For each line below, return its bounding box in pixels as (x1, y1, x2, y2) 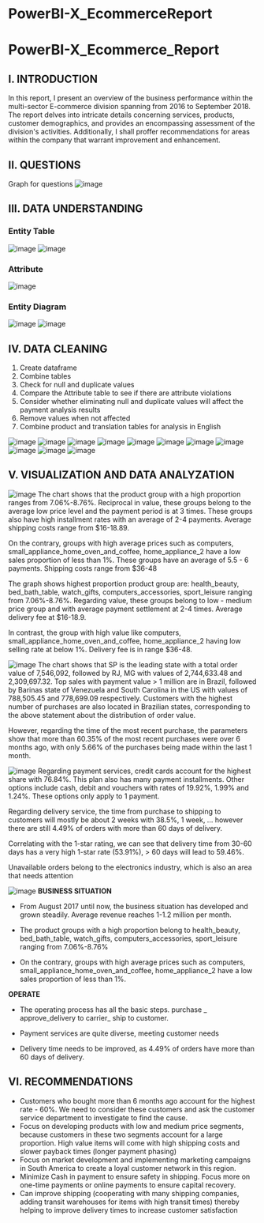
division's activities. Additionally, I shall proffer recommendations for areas (8, 127, 251, 137)
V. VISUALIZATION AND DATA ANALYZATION (8, 468, 235, 482)
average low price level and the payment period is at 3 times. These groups (8, 506, 254, 515)
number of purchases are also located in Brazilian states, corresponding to (8, 701, 251, 712)
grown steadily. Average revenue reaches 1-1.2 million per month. (19, 910, 232, 919)
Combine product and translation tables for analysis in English (19, 422, 221, 432)
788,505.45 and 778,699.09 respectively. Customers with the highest (8, 693, 233, 703)
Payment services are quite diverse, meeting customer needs (19, 1029, 219, 1038)
